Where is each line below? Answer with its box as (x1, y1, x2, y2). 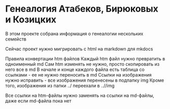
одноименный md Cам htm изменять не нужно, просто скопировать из (5, 61, 160, 67)
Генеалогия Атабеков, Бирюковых (5, 3, 159, 15)
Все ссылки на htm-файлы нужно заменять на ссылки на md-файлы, (5, 92, 155, 98)
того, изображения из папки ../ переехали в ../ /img (5, 82, 115, 89)
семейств (5, 36, 27, 42)
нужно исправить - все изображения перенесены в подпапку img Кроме (5, 77, 164, 83)
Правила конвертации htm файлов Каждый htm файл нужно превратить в (5, 55, 165, 61)
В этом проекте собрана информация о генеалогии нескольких (5, 30, 144, 37)
